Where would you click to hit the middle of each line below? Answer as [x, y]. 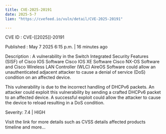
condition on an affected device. [38, 78]
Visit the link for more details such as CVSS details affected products [75, 122]
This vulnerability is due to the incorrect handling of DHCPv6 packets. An [80, 87]
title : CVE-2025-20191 [28, 10]
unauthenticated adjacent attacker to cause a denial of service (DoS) [75, 72]
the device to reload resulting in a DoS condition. [55, 103]
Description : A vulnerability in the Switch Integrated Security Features [77, 56]
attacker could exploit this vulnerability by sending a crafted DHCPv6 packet [83, 92]
